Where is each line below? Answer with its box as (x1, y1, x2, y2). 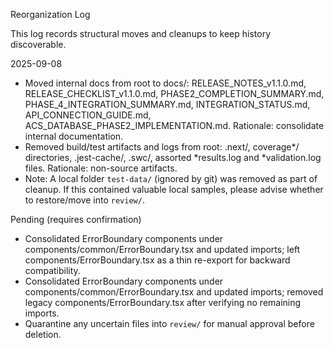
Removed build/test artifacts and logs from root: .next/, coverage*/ (24, 141, 300, 153)
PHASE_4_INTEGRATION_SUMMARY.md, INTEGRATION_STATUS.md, (24, 99, 311, 110)
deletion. (24, 329, 62, 340)
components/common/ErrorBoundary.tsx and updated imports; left (24, 244, 301, 255)
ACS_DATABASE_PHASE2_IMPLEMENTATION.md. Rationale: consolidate (24, 120, 325, 131)
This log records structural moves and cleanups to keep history (10, 28, 272, 39)
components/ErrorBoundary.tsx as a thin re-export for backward (24, 254, 291, 266)
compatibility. (24, 265, 81, 276)
